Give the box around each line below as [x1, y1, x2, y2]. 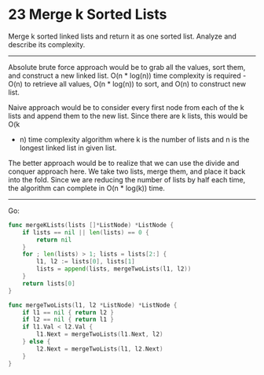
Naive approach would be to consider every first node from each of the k [8, 102, 245, 112]
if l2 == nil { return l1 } [22, 316, 114, 324]
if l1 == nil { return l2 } [22, 308, 114, 316]
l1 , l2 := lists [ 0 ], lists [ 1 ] [36, 258, 135, 266]
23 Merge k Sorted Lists [8, 6, 167, 24]
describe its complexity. [8, 39, 86, 49]
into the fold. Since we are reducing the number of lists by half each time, [8, 175, 246, 184]
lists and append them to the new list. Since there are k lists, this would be [8, 111, 248, 120]
